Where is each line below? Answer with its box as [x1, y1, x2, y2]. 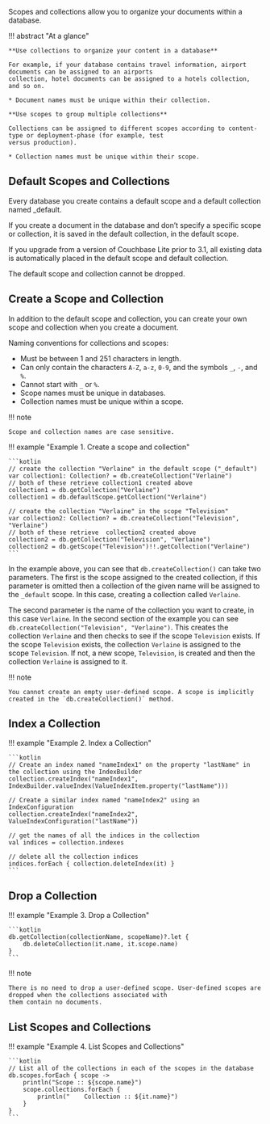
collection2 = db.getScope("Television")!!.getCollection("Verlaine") [8, 542, 251, 550]
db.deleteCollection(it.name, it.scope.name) [23, 941, 179, 949]
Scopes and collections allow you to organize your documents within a [8, 7, 243, 16]
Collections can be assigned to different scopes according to [8, 124, 226, 133]
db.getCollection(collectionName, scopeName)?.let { [8, 933, 189, 941]
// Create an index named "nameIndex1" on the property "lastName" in [8, 761, 251, 769]
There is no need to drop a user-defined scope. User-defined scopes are [8, 984, 262, 992]
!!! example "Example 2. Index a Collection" [8, 739, 152, 748]
